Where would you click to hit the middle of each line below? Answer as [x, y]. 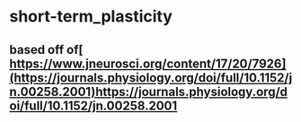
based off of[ [46, 50]
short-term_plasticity [91, 17]
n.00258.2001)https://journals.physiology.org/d [149, 91]
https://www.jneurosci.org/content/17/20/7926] [148, 63]
